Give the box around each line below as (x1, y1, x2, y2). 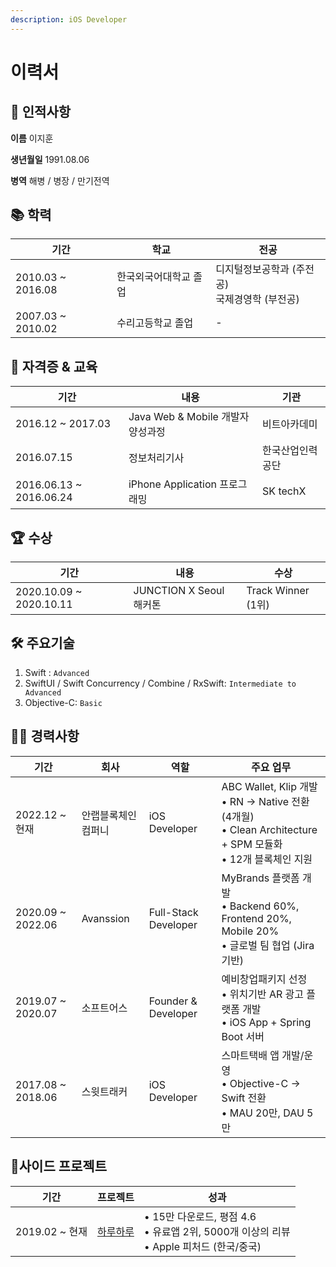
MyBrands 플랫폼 (221, 871, 300, 885)
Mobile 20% (221, 924, 280, 938)
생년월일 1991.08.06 (10, 153, 90, 165)
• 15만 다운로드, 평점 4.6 (143, 1209, 257, 1223)
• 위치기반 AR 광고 (221, 987, 304, 1001)
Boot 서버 (221, 1029, 265, 1043)
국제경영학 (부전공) (215, 292, 300, 306)
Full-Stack (148, 905, 199, 919)
